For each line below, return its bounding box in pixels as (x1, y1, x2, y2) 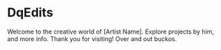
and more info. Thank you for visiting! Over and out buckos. (7, 34, 177, 42)
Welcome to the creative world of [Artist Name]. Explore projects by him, (7, 27, 215, 36)
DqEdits (7, 5, 53, 21)
